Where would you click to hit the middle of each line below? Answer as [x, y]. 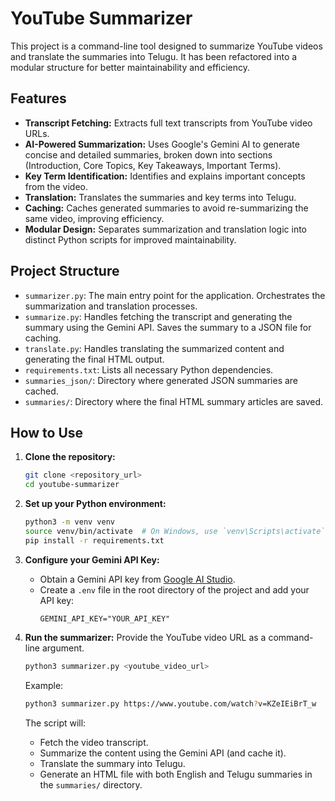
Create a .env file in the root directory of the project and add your [174, 589]
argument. [63, 648]
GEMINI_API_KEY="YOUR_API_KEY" [105, 618]
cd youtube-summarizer [72, 485]
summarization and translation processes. [111, 306]
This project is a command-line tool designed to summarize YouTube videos [166, 46]
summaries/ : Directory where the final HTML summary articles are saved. [174, 401]
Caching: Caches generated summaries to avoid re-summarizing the [166, 208]
